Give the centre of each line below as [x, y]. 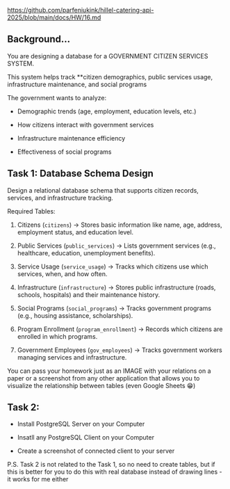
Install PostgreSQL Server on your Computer [81, 424]
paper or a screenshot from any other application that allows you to [104, 378]
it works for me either [38, 479]
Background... [39, 39]
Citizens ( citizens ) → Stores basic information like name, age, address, [120, 225]
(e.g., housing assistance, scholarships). [75, 315]
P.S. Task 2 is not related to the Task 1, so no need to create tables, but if [111, 465]
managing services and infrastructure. [72, 357]
